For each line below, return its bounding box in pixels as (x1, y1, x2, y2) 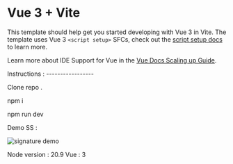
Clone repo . (7, 83, 43, 91)
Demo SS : (7, 123, 38, 131)
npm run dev (7, 110, 44, 118)
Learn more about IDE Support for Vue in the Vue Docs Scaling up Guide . (7, 56, 217, 64)
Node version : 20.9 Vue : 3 (7, 150, 86, 158)
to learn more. (7, 42, 47, 51)
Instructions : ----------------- (7, 69, 94, 78)
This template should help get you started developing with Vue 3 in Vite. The (7, 28, 227, 36)
